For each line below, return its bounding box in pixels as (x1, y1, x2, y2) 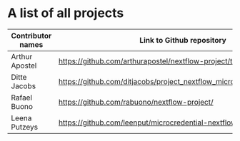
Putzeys (11, 122, 38, 132)
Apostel (11, 61, 37, 70)
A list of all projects (7, 5, 124, 21)
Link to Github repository (139, 35, 226, 45)
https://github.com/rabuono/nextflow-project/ (58, 97, 214, 107)
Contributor (11, 31, 52, 41)
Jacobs (11, 80, 36, 90)
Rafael (11, 93, 33, 103)
